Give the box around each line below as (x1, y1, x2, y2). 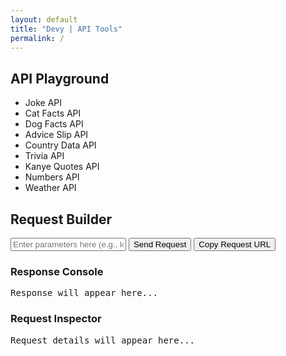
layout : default (10, 14, 78, 25)
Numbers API (24, 171, 80, 183)
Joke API (24, 97, 63, 109)
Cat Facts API (24, 107, 82, 120)
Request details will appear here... (10, 334, 196, 346)
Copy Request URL (198, 239, 272, 250)
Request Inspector (10, 312, 102, 326)
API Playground (10, 70, 110, 87)
